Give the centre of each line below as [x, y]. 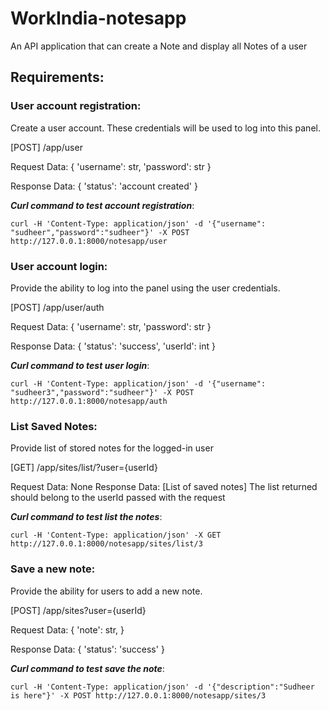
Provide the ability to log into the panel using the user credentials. [145, 288]
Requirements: [57, 77]
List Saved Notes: [54, 426]
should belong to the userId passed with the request [118, 498]
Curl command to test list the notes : [86, 517]
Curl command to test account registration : [102, 205]
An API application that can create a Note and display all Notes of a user [159, 46]
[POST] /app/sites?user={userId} [78, 610]
